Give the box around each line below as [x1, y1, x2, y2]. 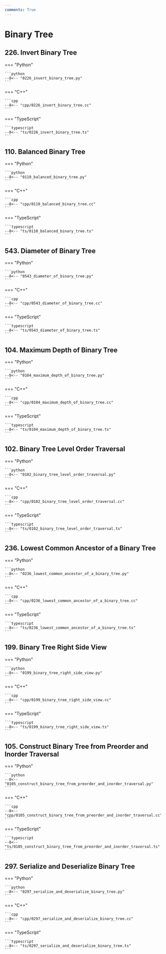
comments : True [4, 7, 36, 12]
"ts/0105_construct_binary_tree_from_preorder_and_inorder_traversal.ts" [4, 844, 161, 850]
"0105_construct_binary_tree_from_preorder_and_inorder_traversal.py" [4, 781, 154, 786]
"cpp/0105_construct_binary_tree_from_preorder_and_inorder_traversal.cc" [4, 813, 163, 818]
